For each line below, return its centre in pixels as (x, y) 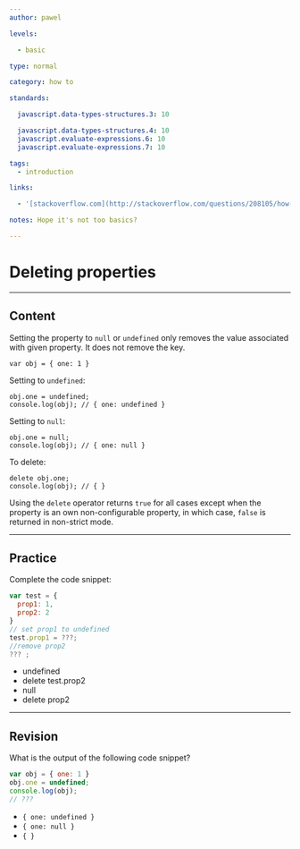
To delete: (28, 462)
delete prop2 (46, 700)
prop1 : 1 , (35, 605)
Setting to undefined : (47, 380)
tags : (19, 163)
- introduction (46, 172)
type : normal (33, 66)
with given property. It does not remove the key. (97, 347)
